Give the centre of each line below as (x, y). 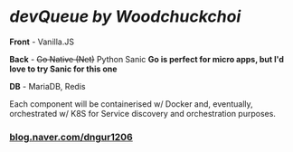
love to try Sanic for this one (63, 69)
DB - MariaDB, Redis (47, 86)
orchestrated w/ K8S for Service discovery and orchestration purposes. (142, 113)
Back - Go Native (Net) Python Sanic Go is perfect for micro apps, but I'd (147, 59)
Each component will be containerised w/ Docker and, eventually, (131, 104)
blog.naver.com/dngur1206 (71, 137)
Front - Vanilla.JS (42, 42)
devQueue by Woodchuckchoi (125, 17)
